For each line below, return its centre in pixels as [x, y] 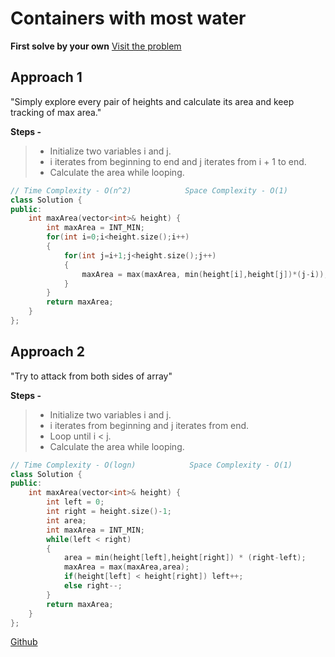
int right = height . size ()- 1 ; [109, 512]
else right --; [93, 586]
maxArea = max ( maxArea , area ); [126, 567]
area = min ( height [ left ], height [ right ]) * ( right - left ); [185, 558]
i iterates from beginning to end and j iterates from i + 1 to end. [178, 161]
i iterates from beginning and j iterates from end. [149, 425]
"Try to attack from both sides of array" [91, 376]
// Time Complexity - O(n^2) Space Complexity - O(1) [149, 190]
